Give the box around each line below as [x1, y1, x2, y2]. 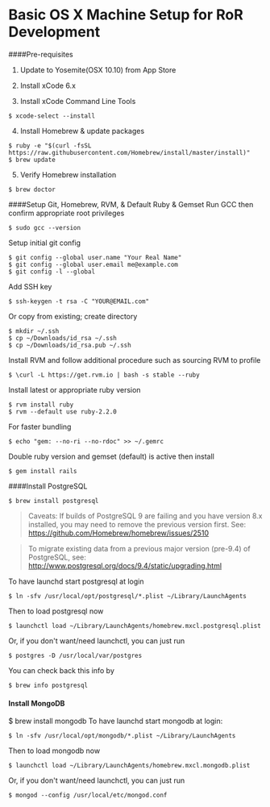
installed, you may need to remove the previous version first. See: [27, 519, 247, 529]
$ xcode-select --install [8, 111, 95, 120]
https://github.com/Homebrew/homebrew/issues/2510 [27, 528, 210, 538]
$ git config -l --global [8, 268, 95, 276]
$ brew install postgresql [8, 497, 99, 505]
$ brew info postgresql [8, 681, 89, 689]
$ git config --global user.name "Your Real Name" [8, 253, 182, 261]
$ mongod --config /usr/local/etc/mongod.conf [8, 792, 168, 800]
